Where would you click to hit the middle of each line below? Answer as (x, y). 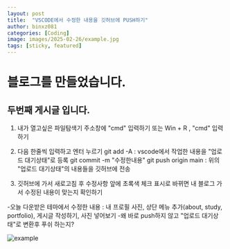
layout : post (26, 14)
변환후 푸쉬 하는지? (49, 224)
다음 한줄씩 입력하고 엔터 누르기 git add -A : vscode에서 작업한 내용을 (112, 151)
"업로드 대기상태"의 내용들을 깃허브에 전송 (74, 169)
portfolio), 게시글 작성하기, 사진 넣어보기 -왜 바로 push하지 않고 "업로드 (104, 215)
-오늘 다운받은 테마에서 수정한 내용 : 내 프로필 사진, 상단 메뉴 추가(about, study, (115, 207)
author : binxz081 (32, 26)
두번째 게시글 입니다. (48, 110)
